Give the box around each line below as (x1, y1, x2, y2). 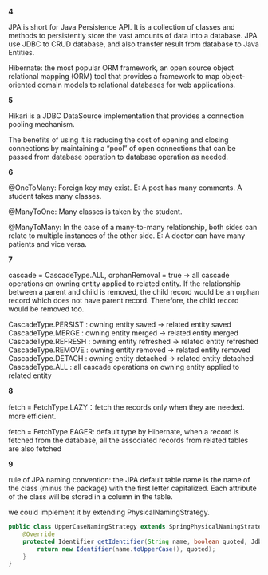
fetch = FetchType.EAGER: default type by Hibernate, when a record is (8, 427, 239, 436)
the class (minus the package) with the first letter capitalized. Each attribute (8, 483, 257, 493)
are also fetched (8, 444, 62, 454)
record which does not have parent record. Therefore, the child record (8, 295, 239, 305)
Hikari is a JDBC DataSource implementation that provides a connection (8, 111, 245, 121)
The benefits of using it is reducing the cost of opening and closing (8, 135, 229, 145)
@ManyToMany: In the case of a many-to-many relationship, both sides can (8, 223, 258, 232)
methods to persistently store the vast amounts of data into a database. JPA (8, 31, 258, 40)
